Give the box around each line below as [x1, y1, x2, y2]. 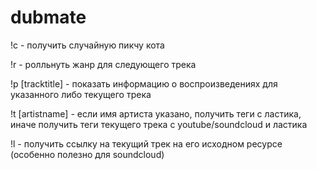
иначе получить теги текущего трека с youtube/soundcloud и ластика [10, 118, 308, 130]
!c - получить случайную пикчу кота [10, 39, 165, 51]
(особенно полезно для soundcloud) [10, 148, 165, 160]
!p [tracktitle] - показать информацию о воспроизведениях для [10, 77, 278, 90]
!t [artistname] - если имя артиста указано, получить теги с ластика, [10, 107, 302, 120]
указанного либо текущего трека [10, 88, 152, 100]
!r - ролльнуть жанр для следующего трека [10, 58, 197, 70]
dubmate [10, 6, 87, 29]
